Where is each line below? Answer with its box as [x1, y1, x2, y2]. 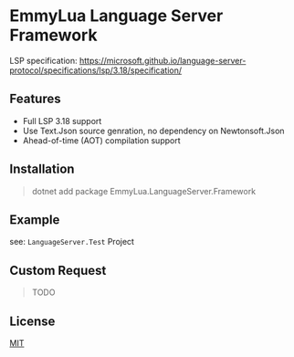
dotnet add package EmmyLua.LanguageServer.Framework [31, 185, 257, 196]
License [9, 313, 56, 329]
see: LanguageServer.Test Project [9, 236, 135, 247]
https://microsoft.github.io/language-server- [79, 55, 247, 66]
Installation [9, 162, 75, 177]
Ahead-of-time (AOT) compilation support [22, 134, 181, 146]
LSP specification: [9, 55, 78, 66]
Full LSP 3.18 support [22, 115, 102, 126]
